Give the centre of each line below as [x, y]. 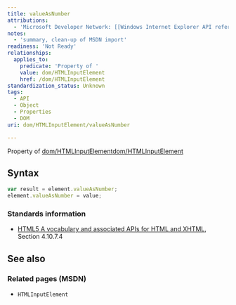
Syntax [23, 173]
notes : [17, 33]
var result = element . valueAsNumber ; [63, 189]
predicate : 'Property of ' [59, 66]
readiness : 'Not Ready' [42, 46]
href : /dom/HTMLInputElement [63, 79]
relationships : [29, 53]
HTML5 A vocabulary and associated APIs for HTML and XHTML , [112, 229]
